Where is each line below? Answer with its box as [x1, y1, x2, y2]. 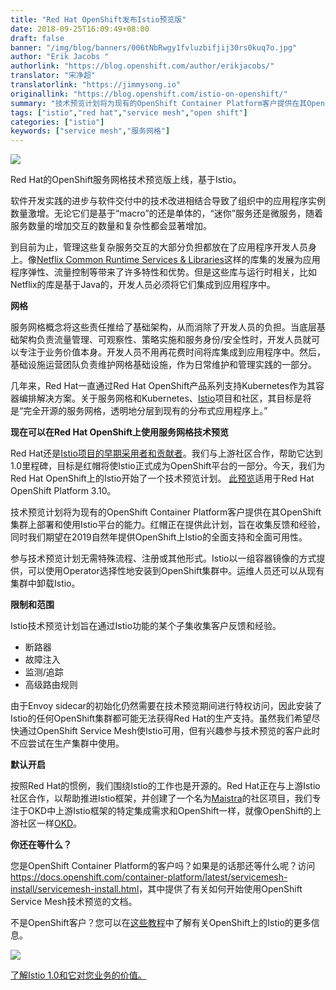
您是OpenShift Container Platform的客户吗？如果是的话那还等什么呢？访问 [10, 860, 316, 872]
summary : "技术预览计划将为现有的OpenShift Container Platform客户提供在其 [10, 98, 308, 108]
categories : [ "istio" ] [10, 117, 105, 127]
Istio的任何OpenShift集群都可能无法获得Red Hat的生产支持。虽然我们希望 [10, 712, 312, 725]
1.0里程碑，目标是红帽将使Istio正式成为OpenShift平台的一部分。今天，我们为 [10, 460, 326, 472]
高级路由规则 [24, 679, 78, 691]
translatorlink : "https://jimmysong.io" [10, 80, 182, 90]
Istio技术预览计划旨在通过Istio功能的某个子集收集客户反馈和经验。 [10, 620, 282, 632]
